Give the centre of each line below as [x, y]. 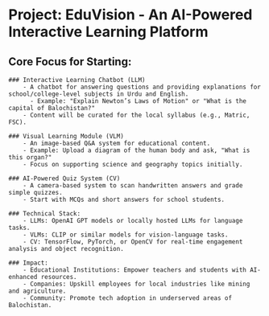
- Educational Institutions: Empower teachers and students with [135, 270]
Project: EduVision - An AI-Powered [130, 15]
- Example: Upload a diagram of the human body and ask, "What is [137, 150]
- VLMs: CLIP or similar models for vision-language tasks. [126, 235]
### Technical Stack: [45, 214]
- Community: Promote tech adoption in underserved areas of [127, 298]
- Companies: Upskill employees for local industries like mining [137, 284]
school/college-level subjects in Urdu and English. [99, 94]
